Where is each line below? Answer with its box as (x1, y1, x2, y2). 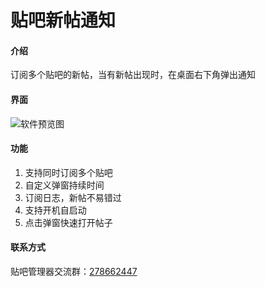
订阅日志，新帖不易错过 (24, 191, 122, 203)
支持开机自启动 (24, 204, 87, 216)
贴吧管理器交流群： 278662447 (10, 266, 138, 277)
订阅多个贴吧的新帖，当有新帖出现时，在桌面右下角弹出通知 (10, 69, 256, 81)
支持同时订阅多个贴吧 (24, 166, 113, 178)
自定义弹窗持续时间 (24, 179, 105, 191)
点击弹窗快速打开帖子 (24, 216, 113, 228)
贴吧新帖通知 (10, 9, 117, 32)
